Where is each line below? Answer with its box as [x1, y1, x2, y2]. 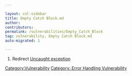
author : [5, 20, 21, 25]
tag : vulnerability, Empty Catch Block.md [5, 34, 92, 39]
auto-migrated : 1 [5, 38, 40, 44]
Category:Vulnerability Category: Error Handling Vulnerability [5, 65, 127, 71]
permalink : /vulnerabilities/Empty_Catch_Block [5, 30, 103, 34]
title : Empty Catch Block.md [5, 15, 64, 21]
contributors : [5, 25, 34, 30]
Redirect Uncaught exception [12, 56, 71, 61]
